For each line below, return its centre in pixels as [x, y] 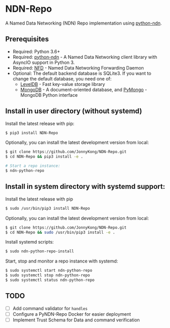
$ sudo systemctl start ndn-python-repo [49, 271]
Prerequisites [27, 39]
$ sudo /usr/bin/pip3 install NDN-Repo [48, 208]
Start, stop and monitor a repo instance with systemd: [62, 261]
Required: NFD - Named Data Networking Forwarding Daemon [78, 68]
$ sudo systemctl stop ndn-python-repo [48, 275]
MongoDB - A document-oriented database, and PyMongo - [83, 90]
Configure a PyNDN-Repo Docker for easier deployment [72, 314]
